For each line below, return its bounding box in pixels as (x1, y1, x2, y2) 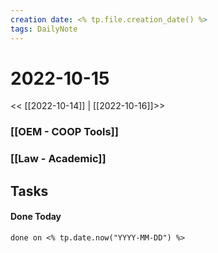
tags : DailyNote (10, 24, 78, 34)
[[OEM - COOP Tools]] (10, 125, 119, 139)
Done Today (10, 211, 62, 223)
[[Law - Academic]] (10, 152, 107, 166)
